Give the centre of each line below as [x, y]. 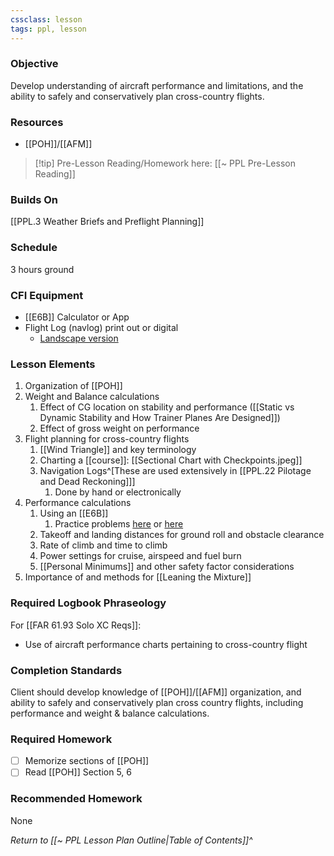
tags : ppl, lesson [48, 29]
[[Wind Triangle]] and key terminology [118, 450]
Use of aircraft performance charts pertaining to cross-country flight [166, 644]
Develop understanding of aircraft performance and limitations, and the [157, 85]
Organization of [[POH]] [73, 386]
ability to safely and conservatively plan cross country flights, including [157, 702]
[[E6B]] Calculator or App [77, 317]
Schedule [34, 248]
